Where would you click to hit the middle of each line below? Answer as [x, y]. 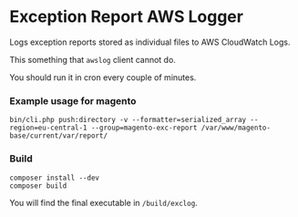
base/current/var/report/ [58, 136]
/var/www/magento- [236, 128]
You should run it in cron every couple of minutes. [103, 77]
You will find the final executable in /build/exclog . [103, 202]
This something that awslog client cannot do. [92, 59]
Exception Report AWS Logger [127, 17]
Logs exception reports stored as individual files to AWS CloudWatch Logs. [150, 42]
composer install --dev [55, 178]
